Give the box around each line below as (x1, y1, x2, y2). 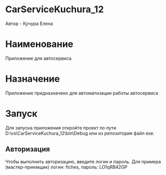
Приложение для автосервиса (5, 55, 72, 61)
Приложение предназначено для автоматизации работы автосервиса (5, 90, 158, 96)
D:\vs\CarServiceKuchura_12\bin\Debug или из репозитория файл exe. (5, 130, 155, 136)
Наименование (5, 38, 74, 50)
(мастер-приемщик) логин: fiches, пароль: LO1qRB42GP (5, 164, 128, 170)
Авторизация (5, 145, 50, 154)
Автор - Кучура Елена (5, 20, 53, 27)
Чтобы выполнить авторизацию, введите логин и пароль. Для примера (5, 158, 161, 164)
